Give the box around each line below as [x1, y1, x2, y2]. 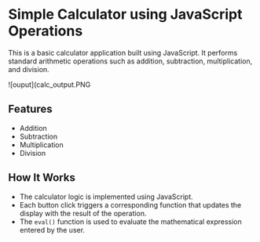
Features [8, 103, 53, 116]
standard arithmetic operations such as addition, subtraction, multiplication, [8, 56, 253, 66]
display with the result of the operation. [19, 208, 147, 218]
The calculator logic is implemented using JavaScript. [19, 192, 194, 201]
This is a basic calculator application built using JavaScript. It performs [8, 48, 238, 57]
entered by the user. [19, 225, 85, 234]
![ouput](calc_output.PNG [8, 80, 91, 89]
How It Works [8, 171, 76, 185]
